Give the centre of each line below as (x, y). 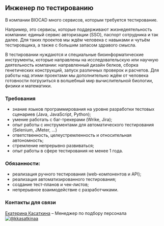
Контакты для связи (31, 202)
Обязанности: (23, 164)
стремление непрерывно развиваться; (53, 146)
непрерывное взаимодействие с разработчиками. (65, 190)
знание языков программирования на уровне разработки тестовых (83, 109)
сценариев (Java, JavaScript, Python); (52, 114)
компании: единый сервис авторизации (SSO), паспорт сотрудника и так (82, 34)
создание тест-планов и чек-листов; (51, 185)
